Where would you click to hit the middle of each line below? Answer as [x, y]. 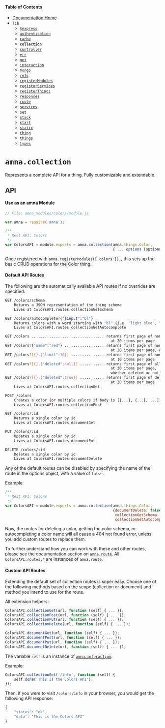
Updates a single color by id [45, 436]
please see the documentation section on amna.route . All [62, 554]
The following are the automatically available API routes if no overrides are [80, 286]
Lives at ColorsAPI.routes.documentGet [55, 423]
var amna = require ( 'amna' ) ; [35, 222]
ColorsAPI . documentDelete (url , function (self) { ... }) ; [66, 647]
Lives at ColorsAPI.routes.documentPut [55, 441]
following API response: [29, 698]
